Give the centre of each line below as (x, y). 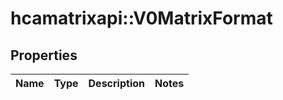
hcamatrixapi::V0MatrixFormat (141, 18)
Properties (44, 55)
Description (116, 83)
